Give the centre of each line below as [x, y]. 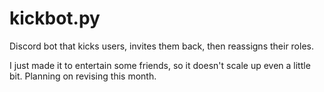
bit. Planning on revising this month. [83, 76]
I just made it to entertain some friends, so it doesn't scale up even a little [160, 65]
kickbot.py [55, 18]
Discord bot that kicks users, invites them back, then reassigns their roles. [161, 46]
